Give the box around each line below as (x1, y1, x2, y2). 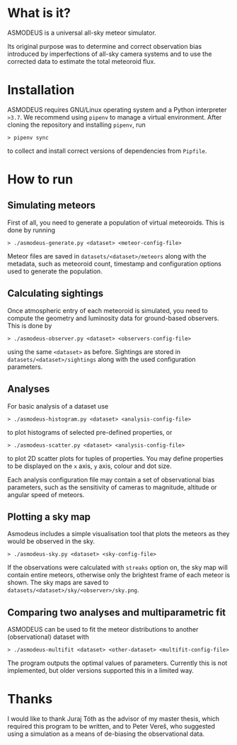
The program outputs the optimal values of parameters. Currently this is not (7, 659, 228, 667)
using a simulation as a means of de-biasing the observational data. (7, 729, 205, 738)
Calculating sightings (7, 288, 104, 300)
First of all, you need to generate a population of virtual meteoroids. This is (7, 218, 225, 227)
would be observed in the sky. (7, 537, 96, 546)
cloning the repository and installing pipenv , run (7, 120, 146, 129)
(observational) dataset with (7, 632, 90, 642)
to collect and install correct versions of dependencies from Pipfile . (7, 147, 207, 155)
